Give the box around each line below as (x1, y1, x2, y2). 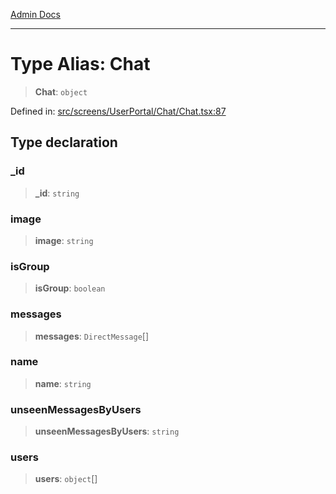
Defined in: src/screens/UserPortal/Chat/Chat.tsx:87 (10, 105, 227, 117)
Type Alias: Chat (10, 53, 151, 76)
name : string (34, 377, 92, 389)
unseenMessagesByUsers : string (34, 425, 180, 438)
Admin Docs (10, 9, 61, 20)
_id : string (34, 187, 80, 199)
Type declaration (10, 134, 118, 151)
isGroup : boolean (34, 282, 106, 294)
